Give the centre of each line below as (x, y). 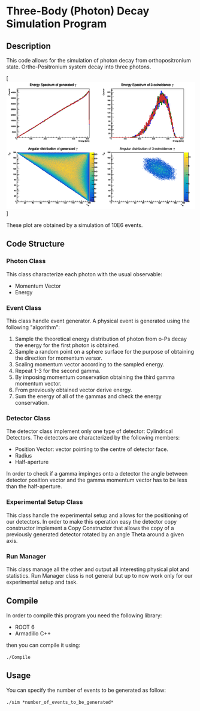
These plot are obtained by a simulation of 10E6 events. (75, 225)
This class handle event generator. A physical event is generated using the (98, 321)
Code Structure (35, 244)
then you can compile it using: (43, 645)
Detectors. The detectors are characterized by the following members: (93, 438)
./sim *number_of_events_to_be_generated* (60, 702)
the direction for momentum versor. (59, 358)
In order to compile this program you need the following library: (84, 615)
